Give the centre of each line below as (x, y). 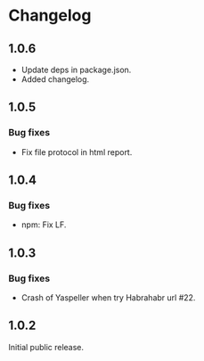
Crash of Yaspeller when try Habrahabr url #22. (108, 298)
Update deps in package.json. (76, 70)
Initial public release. (46, 347)
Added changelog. (55, 79)
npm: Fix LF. (44, 225)
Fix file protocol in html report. (77, 152)
